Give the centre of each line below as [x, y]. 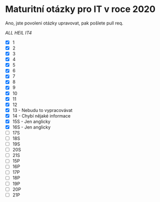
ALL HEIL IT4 [18, 32]
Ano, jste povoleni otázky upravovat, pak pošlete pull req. [64, 23]
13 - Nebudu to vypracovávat [42, 110]
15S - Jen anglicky [31, 121]
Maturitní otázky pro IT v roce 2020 [80, 9]
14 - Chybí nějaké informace [41, 115]
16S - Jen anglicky [31, 127]
